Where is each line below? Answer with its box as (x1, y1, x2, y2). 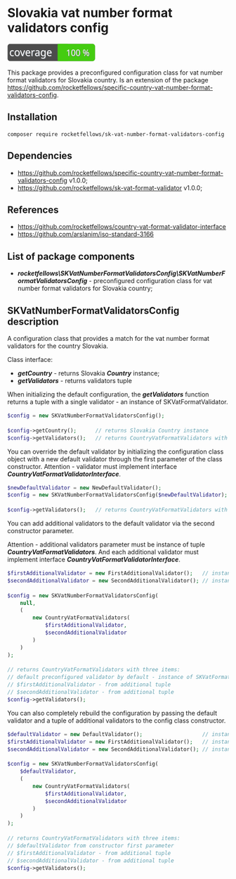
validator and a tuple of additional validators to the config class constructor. (7, 716, 226, 725)
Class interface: (7, 356, 53, 363)
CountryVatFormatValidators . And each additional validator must (7, 548, 199, 556)
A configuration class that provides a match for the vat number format (7, 335, 209, 342)
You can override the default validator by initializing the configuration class (7, 447, 224, 456)
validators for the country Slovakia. (7, 342, 109, 350)
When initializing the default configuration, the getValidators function (7, 390, 209, 399)
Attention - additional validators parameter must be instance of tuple (7, 540, 205, 549)
